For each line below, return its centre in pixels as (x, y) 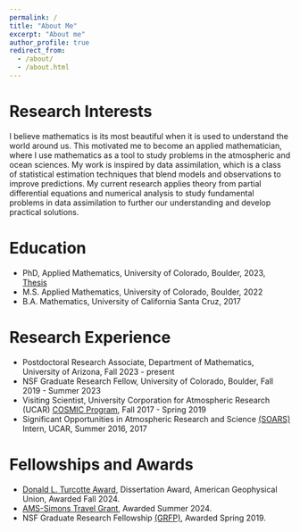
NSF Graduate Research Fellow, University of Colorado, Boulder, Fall (148, 381)
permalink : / (33, 17)
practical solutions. (44, 212)
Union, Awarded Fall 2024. (71, 499)
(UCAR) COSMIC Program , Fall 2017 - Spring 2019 (114, 409)
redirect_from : (37, 51)
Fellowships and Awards (101, 464)
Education (48, 248)
